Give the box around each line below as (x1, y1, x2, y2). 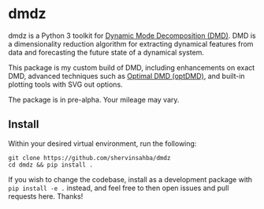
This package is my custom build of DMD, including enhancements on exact (8, 62, 255, 72)
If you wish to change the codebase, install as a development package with (8, 174, 253, 184)
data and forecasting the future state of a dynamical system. (8, 47, 205, 57)
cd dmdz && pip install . (8, 161, 93, 169)
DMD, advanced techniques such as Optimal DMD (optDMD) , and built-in (8, 71, 246, 80)
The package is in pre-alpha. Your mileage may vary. (8, 95, 180, 104)
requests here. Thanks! (8, 191, 84, 201)
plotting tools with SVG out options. (8, 80, 124, 89)
